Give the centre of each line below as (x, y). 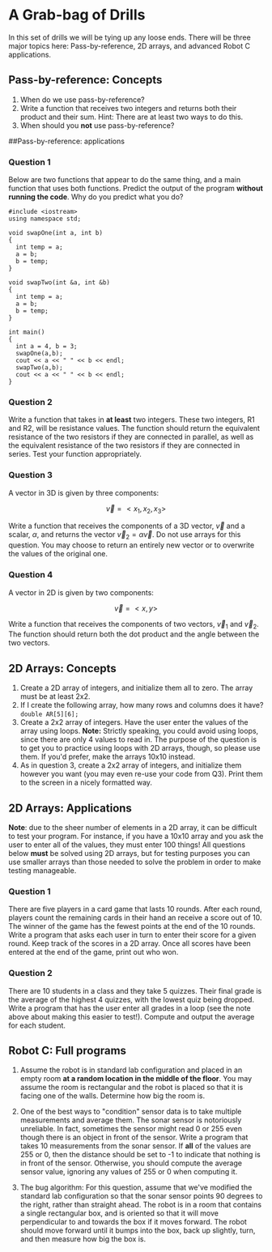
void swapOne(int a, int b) (56, 233)
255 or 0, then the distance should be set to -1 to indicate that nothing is (140, 1155)
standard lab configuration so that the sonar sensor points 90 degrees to (141, 1196)
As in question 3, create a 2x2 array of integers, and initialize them (131, 765)
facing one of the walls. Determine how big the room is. (112, 1096)
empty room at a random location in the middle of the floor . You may (136, 1079)
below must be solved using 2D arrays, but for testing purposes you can (130, 853)
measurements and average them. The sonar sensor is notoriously (131, 1120)
